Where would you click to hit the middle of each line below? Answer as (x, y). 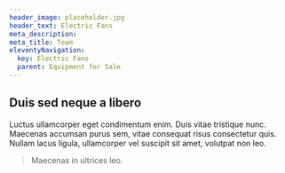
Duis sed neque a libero (75, 103)
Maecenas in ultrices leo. (77, 160)
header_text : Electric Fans (61, 26)
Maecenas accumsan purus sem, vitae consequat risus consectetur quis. (143, 133)
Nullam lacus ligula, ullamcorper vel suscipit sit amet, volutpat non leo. (138, 143)
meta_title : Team (41, 42)
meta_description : (43, 34)
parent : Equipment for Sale (69, 67)
